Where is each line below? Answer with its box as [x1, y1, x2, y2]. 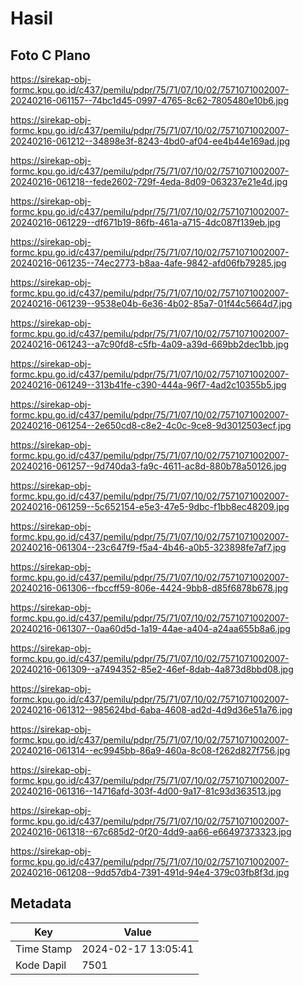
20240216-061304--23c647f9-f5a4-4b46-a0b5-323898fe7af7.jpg [10, 542, 287, 553]
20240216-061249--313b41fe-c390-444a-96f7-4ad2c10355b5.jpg [10, 379, 287, 391]
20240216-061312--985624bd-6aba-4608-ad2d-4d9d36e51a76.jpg [10, 704, 293, 716]
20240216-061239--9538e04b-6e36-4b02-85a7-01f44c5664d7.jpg [10, 298, 293, 309]
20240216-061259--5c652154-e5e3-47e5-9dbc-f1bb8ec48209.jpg [10, 501, 290, 512]
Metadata [10, 895, 72, 912]
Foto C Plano [10, 47, 91, 64]
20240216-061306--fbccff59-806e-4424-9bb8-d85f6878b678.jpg [10, 582, 289, 594]
